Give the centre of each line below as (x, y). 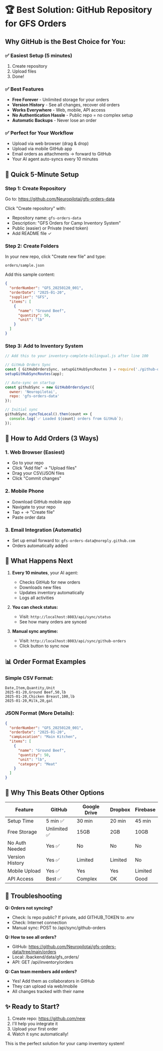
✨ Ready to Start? (32, 1007)
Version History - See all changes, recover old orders (66, 105)
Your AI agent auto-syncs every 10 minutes (55, 159)
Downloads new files (40, 587)
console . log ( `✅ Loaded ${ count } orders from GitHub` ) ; (66, 418)
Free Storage (22, 832)
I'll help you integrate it (35, 1023)
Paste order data (29, 517)
